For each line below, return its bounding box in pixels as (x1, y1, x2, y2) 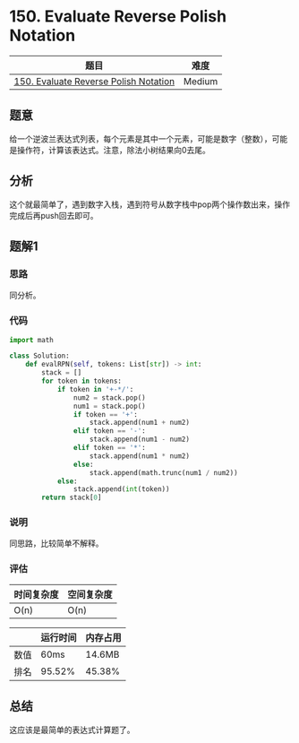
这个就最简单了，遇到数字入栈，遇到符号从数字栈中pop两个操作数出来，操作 (9, 199, 291, 210)
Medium (183, 74, 218, 87)
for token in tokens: (41, 376, 123, 386)
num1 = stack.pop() (73, 402, 146, 410)
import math (9, 335, 54, 344)
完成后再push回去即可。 (9, 210, 98, 220)
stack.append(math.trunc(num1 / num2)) (89, 468, 239, 477)
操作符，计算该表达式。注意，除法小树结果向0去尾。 (16, 144, 210, 155)
